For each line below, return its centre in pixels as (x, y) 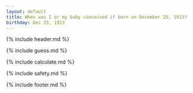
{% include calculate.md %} (40, 62)
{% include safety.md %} (37, 74)
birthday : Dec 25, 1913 (36, 22)
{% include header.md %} (38, 39)
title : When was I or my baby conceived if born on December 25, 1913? (96, 17)
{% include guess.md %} (37, 51)
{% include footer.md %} (37, 85)
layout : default (26, 11)
